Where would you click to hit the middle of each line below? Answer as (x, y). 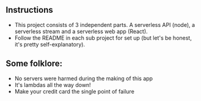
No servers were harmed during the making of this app (84, 78)
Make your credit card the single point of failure (75, 91)
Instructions (29, 10)
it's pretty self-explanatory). (50, 44)
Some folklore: (34, 64)
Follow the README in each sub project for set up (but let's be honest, (103, 38)
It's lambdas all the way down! (53, 84)
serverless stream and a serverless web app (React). (81, 31)
